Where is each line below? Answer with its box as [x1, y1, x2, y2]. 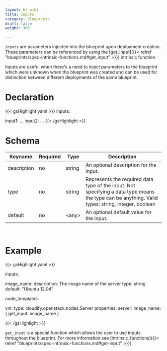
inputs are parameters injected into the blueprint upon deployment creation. [5, 44, 161, 50]
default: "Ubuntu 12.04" [5, 286, 54, 292]
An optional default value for [85, 209, 152, 215]
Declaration [5, 92, 54, 103]
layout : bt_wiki [5, 7, 39, 12]
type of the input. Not [85, 182, 136, 189]
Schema [5, 135, 40, 146]
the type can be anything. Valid [85, 195, 158, 201]
